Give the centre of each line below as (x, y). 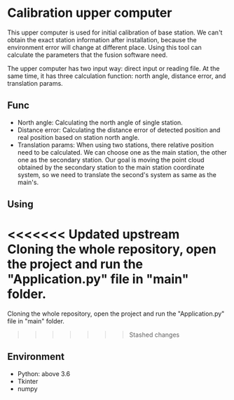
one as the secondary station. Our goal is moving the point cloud (111, 160)
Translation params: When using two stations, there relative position (116, 145)
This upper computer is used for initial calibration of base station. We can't (115, 32)
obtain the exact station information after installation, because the (102, 39)
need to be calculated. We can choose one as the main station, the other (122, 152)
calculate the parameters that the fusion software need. (88, 55)
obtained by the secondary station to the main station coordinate (111, 167)
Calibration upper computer (90, 13)
